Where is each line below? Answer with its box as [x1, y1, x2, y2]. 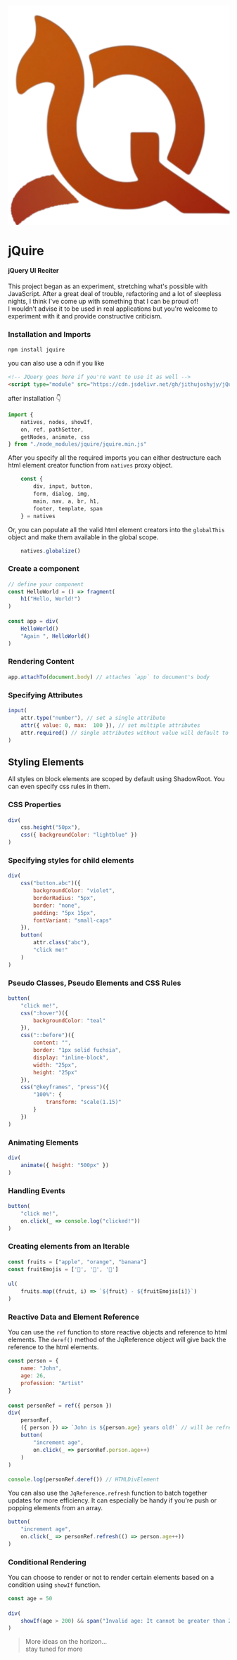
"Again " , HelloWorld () [20, 632, 91, 640]
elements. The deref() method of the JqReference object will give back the [8, 1335, 226, 1344]
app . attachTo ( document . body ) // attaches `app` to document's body [8, 674, 210, 681]
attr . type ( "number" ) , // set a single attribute [20, 714, 166, 721]
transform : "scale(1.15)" [45, 1099, 122, 1106]
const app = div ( [8, 618, 59, 625]
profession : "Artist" [20, 1379, 84, 1386]
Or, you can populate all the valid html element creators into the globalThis [8, 525, 225, 534]
